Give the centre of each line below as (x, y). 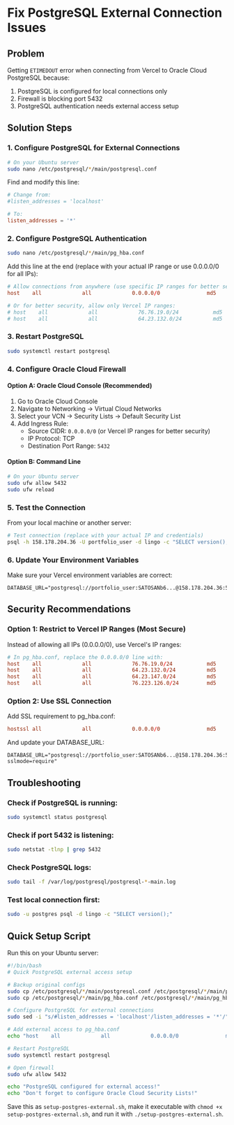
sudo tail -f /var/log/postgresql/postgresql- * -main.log (92, 882)
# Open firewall (31, 1068)
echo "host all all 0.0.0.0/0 (93, 1036)
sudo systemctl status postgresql (57, 817)
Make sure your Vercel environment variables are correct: (90, 575)
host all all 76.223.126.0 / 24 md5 (112, 683)
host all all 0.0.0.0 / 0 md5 (112, 293)
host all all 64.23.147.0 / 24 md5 (112, 677)
